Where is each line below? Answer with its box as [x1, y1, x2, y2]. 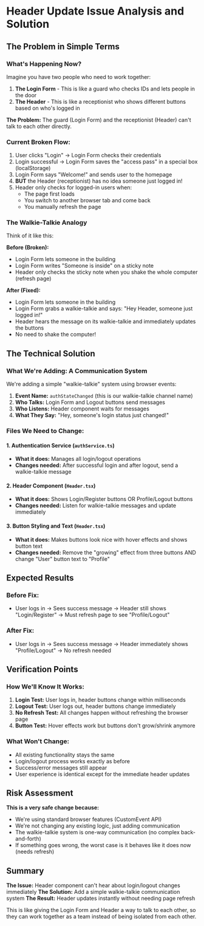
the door [15, 91, 37, 98]
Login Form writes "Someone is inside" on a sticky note [15, 262, 154, 270]
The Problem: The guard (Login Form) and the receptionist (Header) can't [6, 116, 191, 123]
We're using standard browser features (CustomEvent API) [15, 815, 162, 823]
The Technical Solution [6, 348, 95, 359]
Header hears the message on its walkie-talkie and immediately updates [15, 318, 196, 325]
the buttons [15, 324, 44, 332]
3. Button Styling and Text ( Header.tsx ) [6, 522, 106, 529]
